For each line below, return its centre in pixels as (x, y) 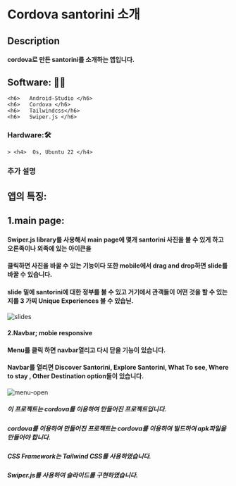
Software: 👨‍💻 (37, 82)
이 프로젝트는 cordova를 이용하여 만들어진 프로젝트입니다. (87, 409)
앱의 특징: (27, 196)
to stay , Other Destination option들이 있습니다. (76, 376)
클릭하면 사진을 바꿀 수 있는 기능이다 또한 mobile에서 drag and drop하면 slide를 (117, 266)
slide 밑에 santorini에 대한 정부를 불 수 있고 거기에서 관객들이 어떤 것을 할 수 (111, 292)
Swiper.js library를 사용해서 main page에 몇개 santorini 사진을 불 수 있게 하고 (116, 239)
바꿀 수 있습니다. (30, 275)
